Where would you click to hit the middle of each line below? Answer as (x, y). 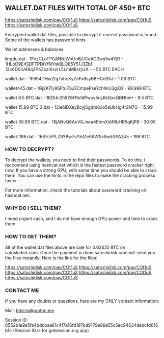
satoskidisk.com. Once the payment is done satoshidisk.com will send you (80, 252)
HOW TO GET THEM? (31, 237)
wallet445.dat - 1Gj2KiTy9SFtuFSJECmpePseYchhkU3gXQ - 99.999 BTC (78, 88)
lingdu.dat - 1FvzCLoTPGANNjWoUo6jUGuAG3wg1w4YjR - (64, 59)
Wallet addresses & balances (34, 49)
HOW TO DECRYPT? (29, 149)
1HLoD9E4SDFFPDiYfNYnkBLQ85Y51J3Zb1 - (50, 64)
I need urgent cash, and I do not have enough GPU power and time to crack (82, 219)
